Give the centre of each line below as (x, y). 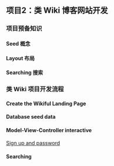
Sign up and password (33, 143)
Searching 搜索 (25, 72)
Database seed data (31, 117)
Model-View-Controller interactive (49, 130)
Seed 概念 (18, 43)
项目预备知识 (24, 29)
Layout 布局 (20, 58)
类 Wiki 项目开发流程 (35, 89)
